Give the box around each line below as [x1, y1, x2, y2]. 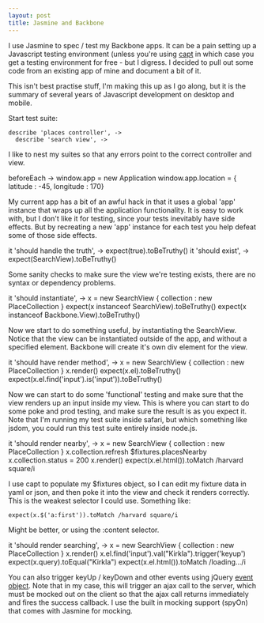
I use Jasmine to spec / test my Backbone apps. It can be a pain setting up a [8, 40, 257, 50]
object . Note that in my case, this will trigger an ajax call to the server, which [8, 580, 257, 590]
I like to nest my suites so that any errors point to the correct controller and [8, 149, 252, 159]
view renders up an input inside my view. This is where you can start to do [8, 398, 250, 407]
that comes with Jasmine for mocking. [8, 606, 133, 615]
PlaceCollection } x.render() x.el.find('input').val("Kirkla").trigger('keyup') [8, 549, 247, 558]
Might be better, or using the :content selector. [8, 525, 160, 534]
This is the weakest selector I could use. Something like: [8, 496, 191, 505]
